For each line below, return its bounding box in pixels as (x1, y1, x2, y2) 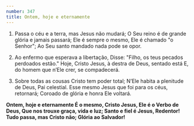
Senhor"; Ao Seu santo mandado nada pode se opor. (14, 42, 142, 50)
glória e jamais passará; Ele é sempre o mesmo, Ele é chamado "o (14, 36, 174, 43)
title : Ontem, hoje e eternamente (6, 14, 91, 20)
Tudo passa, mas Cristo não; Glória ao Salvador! (6, 113, 126, 120)
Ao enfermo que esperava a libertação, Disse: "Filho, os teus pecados (14, 54, 183, 61)
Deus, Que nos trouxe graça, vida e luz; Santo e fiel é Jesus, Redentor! (6, 107, 180, 114)
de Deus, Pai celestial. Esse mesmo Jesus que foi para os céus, (14, 83, 168, 90)
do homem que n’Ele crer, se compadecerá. (14, 66, 120, 73)
